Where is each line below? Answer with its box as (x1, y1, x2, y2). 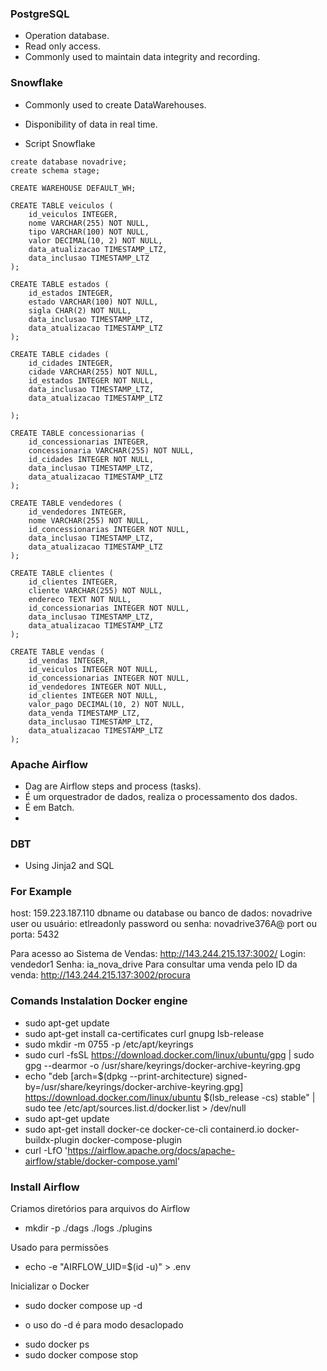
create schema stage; (10, 165, 101, 176)
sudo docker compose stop (24, 1349, 138, 1361)
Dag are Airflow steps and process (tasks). (24, 780, 202, 792)
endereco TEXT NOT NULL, (28, 594, 132, 604)
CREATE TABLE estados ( (10, 279, 110, 289)
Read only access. (24, 40, 102, 52)
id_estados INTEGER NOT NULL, (28, 375, 155, 386)
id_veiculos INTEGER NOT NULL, (28, 664, 159, 674)
